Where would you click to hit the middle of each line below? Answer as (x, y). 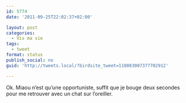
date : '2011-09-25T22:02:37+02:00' (49, 17)
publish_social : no (30, 60)
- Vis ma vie (27, 39)
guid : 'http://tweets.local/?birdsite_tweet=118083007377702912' (87, 66)
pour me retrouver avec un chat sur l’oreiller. (59, 94)
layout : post (22, 28)
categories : (20, 33)
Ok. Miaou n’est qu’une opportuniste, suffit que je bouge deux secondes (93, 87)
